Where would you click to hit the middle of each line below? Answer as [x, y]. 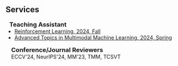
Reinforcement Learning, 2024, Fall [57, 31]
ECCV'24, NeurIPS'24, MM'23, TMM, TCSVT [66, 57]
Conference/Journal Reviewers [57, 49]
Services [23, 10]
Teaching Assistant [38, 24]
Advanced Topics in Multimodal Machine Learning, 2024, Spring [93, 37]
